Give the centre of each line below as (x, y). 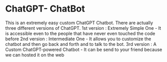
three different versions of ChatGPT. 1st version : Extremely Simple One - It (83, 28)
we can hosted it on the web (35, 55)
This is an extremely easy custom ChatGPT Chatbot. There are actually (79, 23)
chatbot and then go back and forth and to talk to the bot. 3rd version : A (81, 44)
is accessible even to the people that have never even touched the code (80, 33)
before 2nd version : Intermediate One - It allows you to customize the (78, 39)
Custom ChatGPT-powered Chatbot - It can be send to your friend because (84, 49)
